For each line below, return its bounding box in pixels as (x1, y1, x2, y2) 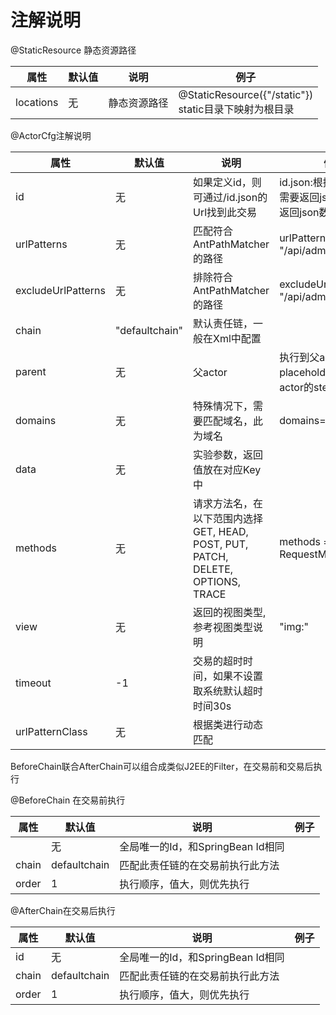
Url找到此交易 (193, 205, 258, 219)
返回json (279, 205, 320, 219)
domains (15, 413, 57, 427)
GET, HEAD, (193, 524, 249, 538)
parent (15, 364, 47, 378)
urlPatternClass (15, 724, 88, 738)
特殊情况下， (193, 399, 254, 413)
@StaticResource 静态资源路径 (10, 44, 137, 56)
